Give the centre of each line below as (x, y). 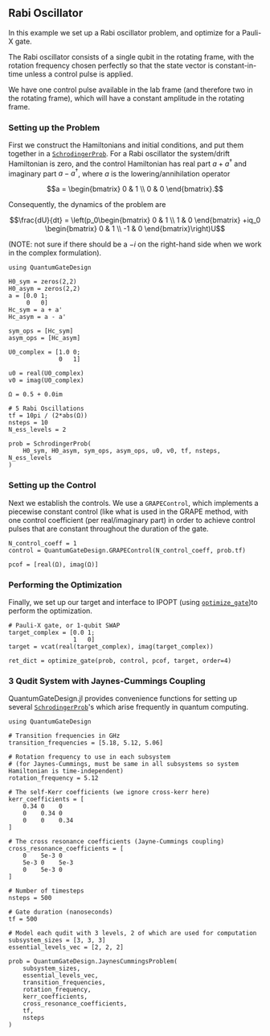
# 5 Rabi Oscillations (46, 409)
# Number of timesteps (46, 891)
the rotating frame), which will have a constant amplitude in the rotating (127, 98)
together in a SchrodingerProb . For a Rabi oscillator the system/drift (119, 154)
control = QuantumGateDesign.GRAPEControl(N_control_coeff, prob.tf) (127, 550)
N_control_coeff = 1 (43, 543)
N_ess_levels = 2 (37, 430)
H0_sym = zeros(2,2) (43, 282)
